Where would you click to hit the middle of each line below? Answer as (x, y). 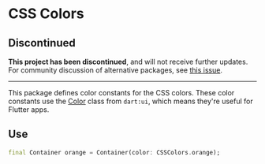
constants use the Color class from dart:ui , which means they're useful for (131, 101)
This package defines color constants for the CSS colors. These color (121, 93)
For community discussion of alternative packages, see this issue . (116, 70)
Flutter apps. (29, 110)
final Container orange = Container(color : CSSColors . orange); (114, 152)
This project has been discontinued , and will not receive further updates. (128, 61)
